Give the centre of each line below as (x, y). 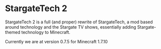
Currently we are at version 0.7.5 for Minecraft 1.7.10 (56, 41)
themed (13, 32)
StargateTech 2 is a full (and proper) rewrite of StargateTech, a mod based (79, 22)
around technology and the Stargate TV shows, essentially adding (71, 27)
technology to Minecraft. (46, 32)
